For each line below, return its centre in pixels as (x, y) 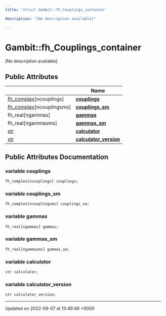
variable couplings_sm (33, 194)
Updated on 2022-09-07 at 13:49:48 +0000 (50, 309)
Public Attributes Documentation (57, 157)
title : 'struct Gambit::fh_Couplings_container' (56, 10)
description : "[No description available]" (51, 19)
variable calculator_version (38, 284)
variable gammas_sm (31, 239)
